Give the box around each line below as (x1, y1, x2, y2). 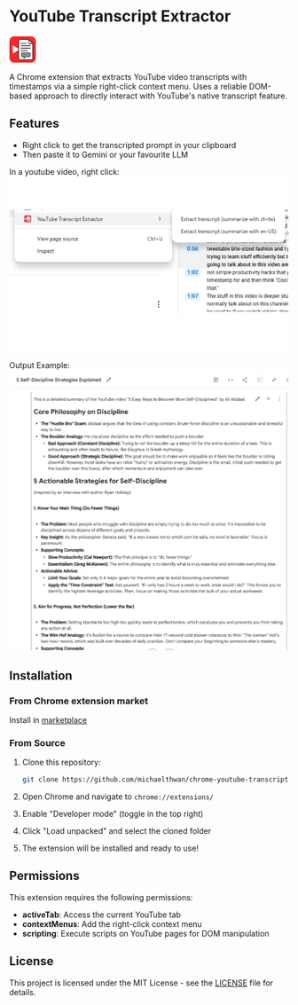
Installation (9, 668, 73, 683)
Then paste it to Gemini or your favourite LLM (21, 149, 189, 160)
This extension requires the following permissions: (9, 891, 193, 902)
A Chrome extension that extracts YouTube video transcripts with (9, 71, 247, 82)
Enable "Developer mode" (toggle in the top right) (21, 809, 204, 820)
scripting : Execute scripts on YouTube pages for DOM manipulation (21, 928, 270, 938)
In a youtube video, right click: (9, 166, 120, 177)
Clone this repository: (21, 757, 101, 768)
